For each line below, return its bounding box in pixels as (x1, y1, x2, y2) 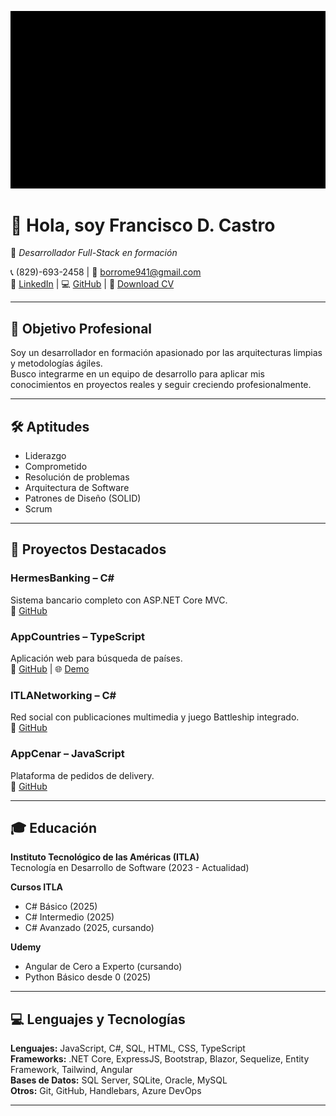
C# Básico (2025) (24, 901, 98, 913)
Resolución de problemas (24, 471, 130, 483)
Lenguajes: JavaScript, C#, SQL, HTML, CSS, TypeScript (10, 1042, 246, 1055)
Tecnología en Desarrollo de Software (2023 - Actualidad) (10, 862, 250, 874)
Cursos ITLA (10, 881, 63, 893)
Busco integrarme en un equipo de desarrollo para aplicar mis (10, 368, 265, 380)
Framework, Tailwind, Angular (10, 1064, 133, 1076)
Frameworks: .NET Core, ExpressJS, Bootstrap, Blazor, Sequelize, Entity (10, 1053, 310, 1065)
